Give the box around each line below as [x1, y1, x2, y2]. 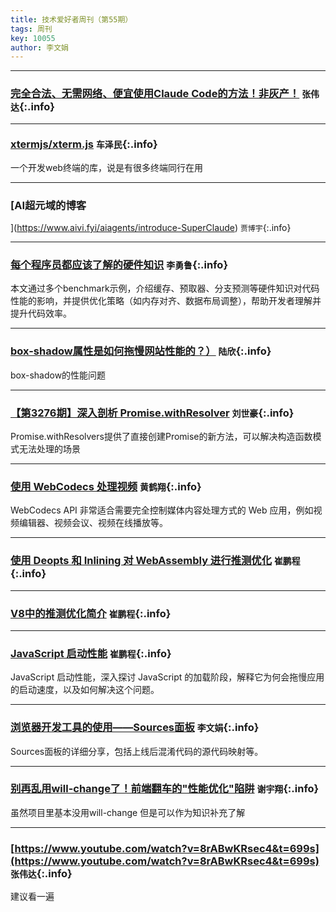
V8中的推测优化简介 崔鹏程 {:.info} [10, 606, 172, 620]
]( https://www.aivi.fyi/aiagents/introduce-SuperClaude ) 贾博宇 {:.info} [10, 222, 292, 234]
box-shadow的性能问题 [10, 369, 107, 381]
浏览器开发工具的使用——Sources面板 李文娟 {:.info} [10, 721, 260, 735]
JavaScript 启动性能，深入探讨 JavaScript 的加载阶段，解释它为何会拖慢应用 [10, 671, 325, 683]
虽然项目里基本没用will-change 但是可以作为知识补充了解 [10, 806, 246, 818]
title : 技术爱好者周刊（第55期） [10, 14, 133, 25]
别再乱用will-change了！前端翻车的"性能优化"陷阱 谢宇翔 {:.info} [10, 782, 320, 796]
